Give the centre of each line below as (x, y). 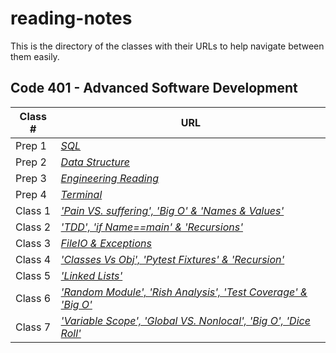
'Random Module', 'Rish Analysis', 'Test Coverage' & (184, 292)
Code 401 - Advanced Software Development (154, 88)
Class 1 (33, 210)
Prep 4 (31, 194)
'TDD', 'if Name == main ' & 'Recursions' (151, 227)
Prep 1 (31, 145)
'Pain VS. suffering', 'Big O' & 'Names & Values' (172, 210)
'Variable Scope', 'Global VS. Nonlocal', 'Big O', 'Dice (185, 320)
